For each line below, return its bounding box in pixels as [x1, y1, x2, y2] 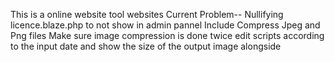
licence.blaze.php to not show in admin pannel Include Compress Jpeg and [10, 19, 321, 31]
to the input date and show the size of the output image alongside [10, 40, 282, 52]
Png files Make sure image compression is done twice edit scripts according [10, 30, 325, 41]
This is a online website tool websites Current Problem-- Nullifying [10, 9, 284, 20]
